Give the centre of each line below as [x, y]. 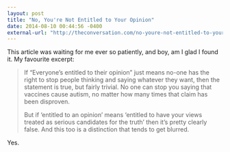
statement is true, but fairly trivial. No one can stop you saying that [118, 87]
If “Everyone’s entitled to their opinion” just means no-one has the [117, 73]
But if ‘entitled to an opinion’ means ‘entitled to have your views [113, 115]
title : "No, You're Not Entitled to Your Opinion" [81, 20]
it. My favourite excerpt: [41, 60]
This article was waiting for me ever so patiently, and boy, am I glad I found [113, 52]
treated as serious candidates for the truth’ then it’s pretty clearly [115, 122]
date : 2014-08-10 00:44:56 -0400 [55, 26]
